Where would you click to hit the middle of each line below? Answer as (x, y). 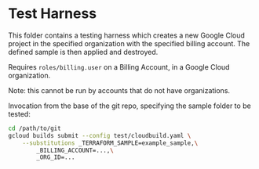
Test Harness (53, 14)
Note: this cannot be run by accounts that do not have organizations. (119, 90)
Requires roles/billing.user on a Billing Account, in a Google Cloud (119, 67)
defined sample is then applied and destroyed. (83, 52)
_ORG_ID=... (56, 157)
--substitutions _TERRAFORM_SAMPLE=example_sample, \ (110, 143)
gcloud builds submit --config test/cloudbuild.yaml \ (100, 135)
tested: (20, 113)
